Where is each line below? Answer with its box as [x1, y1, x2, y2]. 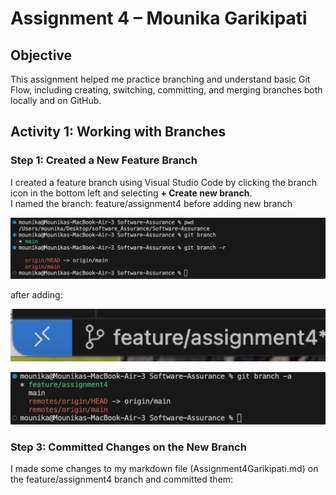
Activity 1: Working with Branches [10, 123, 227, 141]
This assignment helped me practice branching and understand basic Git [10, 73, 311, 85]
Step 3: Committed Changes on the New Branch [10, 440, 247, 454]
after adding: [10, 288, 63, 301]
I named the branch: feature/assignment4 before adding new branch [10, 197, 293, 209]
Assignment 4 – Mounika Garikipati [10, 7, 308, 30]
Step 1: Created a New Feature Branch [10, 153, 198, 167]
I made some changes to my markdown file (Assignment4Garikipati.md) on [10, 463, 319, 475]
